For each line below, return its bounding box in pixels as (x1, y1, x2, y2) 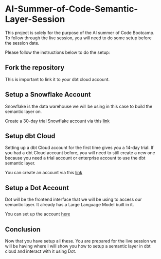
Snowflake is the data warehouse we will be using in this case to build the (5, 103, 153, 109)
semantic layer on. (5, 108, 42, 114)
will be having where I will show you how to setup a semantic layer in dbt (5, 243, 151, 249)
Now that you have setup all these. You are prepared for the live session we (5, 238, 157, 243)
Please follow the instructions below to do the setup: (5, 49, 110, 55)
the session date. (5, 40, 40, 46)
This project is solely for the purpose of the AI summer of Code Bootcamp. (5, 30, 155, 35)
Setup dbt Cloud (5, 132, 55, 140)
